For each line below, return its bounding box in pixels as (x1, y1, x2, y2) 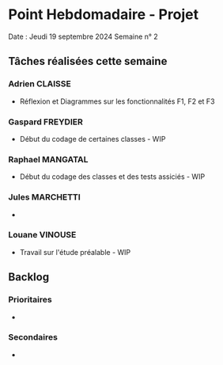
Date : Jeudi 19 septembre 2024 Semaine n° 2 (8, 32, 158, 41)
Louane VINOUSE (8, 230, 77, 241)
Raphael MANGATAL (8, 154, 89, 165)
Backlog (8, 271, 50, 284)
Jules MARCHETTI (8, 192, 81, 203)
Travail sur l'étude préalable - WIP (19, 247, 131, 257)
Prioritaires (8, 295, 53, 306)
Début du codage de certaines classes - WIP (19, 134, 166, 143)
